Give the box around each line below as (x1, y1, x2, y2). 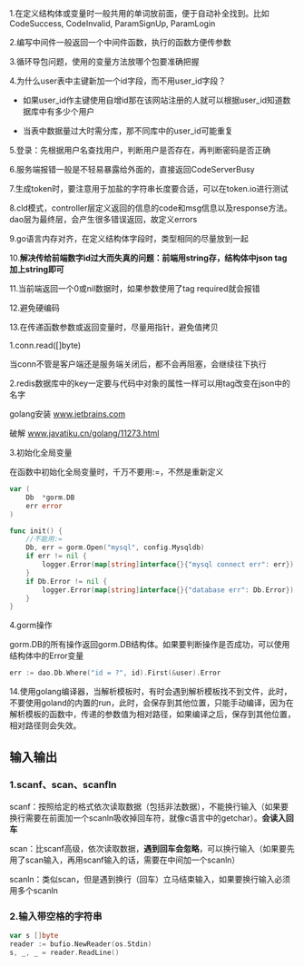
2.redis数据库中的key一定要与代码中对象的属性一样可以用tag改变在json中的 (9, 378, 290, 389)
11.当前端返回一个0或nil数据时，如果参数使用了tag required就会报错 (9, 283, 260, 293)
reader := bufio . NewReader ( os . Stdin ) (9, 939, 152, 949)
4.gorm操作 (9, 620, 53, 631)
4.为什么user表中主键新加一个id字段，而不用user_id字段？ (9, 75, 227, 86)
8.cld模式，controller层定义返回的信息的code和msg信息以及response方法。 (9, 202, 292, 213)
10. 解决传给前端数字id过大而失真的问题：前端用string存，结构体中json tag (9, 252, 288, 263)
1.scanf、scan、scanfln (9, 779, 117, 792)
